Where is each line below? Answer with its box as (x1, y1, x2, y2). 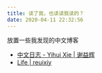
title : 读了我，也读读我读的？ (7, 10, 84, 17)
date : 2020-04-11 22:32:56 (7, 16, 84, 23)
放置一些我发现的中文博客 (7, 35, 79, 44)
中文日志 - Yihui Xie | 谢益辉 (16, 50, 95, 59)
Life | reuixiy (16, 58, 52, 66)
